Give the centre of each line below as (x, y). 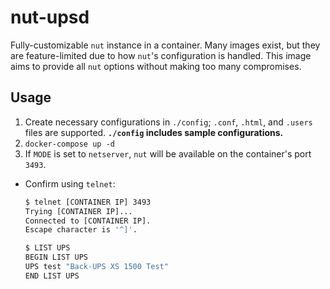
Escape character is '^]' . (81, 230)
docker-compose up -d (69, 144)
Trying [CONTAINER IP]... (78, 211)
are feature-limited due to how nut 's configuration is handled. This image (161, 55)
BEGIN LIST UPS (56, 257)
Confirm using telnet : (70, 183)
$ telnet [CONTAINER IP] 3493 (88, 202)
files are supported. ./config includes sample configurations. (154, 132)
